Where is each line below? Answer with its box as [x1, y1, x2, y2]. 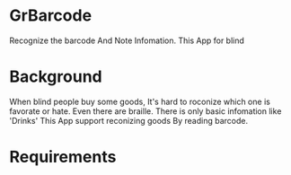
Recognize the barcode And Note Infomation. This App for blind [9, 35, 245, 46]
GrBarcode [9, 5, 93, 26]
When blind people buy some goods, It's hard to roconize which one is [9, 96, 271, 107]
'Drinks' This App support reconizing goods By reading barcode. [9, 115, 249, 126]
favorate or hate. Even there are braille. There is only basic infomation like [9, 105, 282, 117]
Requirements [9, 147, 117, 167]
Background [9, 66, 102, 87]
